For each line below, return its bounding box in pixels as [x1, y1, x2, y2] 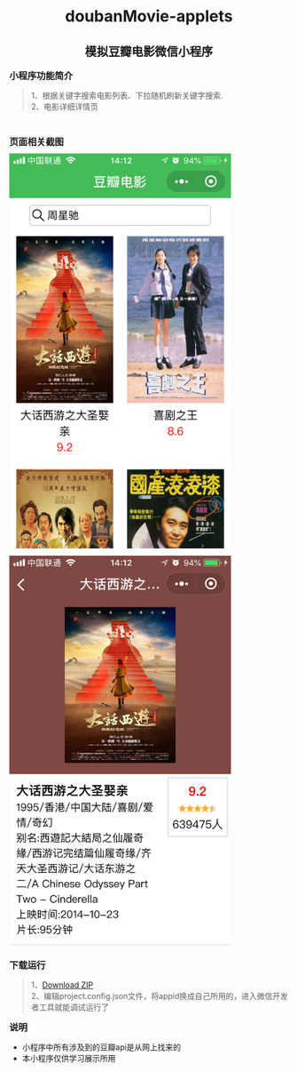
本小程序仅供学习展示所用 [21, 1053, 116, 1064]
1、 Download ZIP [30, 980, 94, 990]
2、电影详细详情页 [30, 101, 99, 112]
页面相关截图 [9, 136, 65, 148]
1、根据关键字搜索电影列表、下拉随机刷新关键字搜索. [30, 91, 223, 100]
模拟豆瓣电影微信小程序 [84, 44, 214, 59]
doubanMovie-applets [65, 6, 233, 27]
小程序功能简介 [9, 69, 74, 82]
